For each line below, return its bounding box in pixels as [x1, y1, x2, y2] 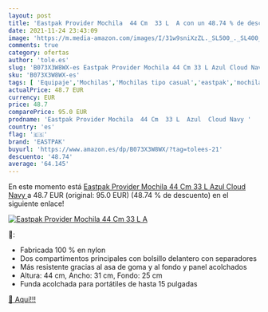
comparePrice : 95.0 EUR [8, 109, 88, 117]
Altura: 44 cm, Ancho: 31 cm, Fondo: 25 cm [19, 271, 163, 280]
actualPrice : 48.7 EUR [8, 85, 84, 94]
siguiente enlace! [8, 199, 65, 208]
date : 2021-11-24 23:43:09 [8, 26, 98, 34]
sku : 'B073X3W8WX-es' [8, 71, 81, 79]
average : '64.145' [8, 160, 69, 168]
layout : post [8, 11, 52, 20]
